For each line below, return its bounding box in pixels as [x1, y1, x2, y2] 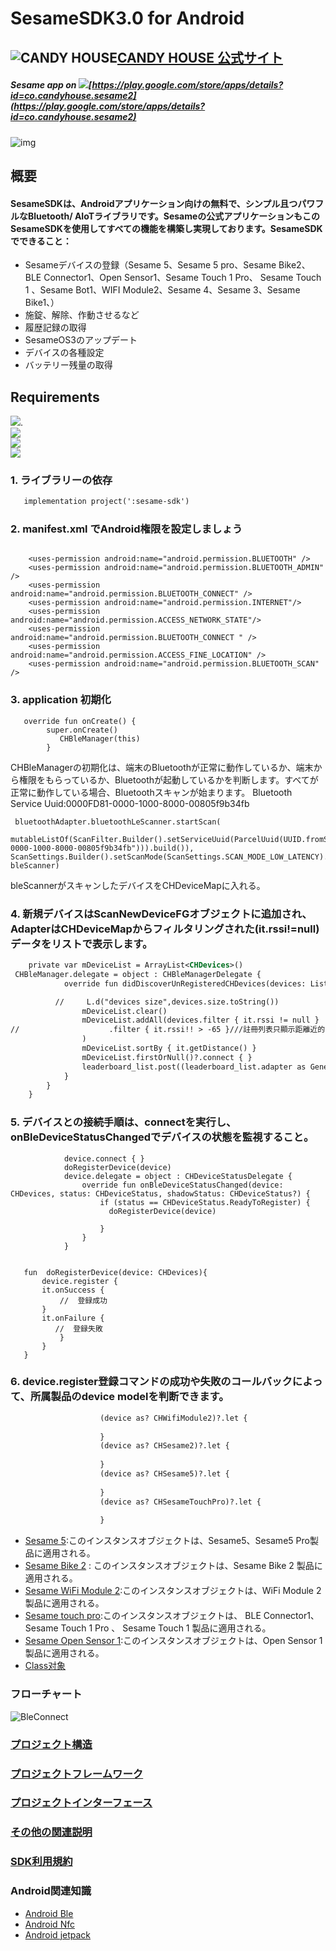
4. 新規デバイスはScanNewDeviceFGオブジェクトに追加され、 [10, 907, 313, 921]
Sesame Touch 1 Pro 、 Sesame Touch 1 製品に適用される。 [24, 1622, 272, 1634]
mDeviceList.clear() [81, 1006, 168, 1016]
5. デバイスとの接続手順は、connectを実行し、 [10, 1115, 237, 1129]
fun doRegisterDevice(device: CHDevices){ [23, 1267, 208, 1277]
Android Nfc [24, 1918, 75, 1930]
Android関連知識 [10, 1884, 92, 1898]
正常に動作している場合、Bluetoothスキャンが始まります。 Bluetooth [10, 786, 293, 798]
